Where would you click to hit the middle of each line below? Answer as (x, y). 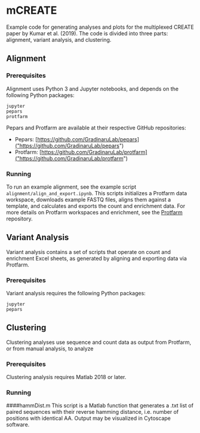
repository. (19, 219)
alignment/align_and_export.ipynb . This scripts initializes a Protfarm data (97, 193)
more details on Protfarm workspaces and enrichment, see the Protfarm (95, 212)
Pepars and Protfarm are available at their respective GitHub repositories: (96, 128)
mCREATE (32, 10)
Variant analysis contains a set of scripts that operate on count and (89, 252)
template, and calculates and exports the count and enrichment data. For (96, 206)
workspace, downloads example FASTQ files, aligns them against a (89, 199)
